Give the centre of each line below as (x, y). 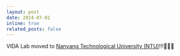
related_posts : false (34, 29)
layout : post (23, 12)
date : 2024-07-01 (28, 18)
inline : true (23, 23)
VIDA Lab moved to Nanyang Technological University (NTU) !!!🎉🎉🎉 (90, 46)
